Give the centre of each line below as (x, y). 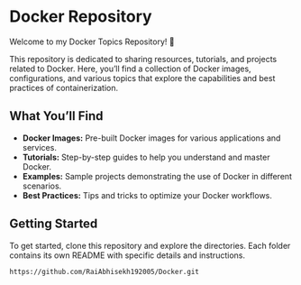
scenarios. (42, 186)
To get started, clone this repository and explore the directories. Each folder (150, 245)
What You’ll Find (56, 116)
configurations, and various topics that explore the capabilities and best (142, 78)
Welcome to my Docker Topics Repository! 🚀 (92, 41)
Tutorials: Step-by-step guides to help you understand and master (146, 157)
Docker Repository (81, 17)
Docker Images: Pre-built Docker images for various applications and (151, 138)
